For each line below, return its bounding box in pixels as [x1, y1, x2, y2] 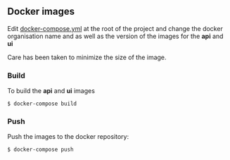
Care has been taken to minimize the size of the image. [7, 53, 167, 61]
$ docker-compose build [7, 100, 77, 108]
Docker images [7, 6, 75, 18]
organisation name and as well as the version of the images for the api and [7, 32, 224, 40]
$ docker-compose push [7, 146, 74, 154]
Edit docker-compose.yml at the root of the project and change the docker [7, 24, 223, 32]
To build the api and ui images [7, 87, 95, 95]
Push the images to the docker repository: [7, 133, 129, 141]
